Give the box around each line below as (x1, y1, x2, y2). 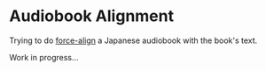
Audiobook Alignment (9, 6, 175, 26)
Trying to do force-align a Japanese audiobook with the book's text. (9, 35, 258, 46)
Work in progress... (9, 52, 79, 62)
